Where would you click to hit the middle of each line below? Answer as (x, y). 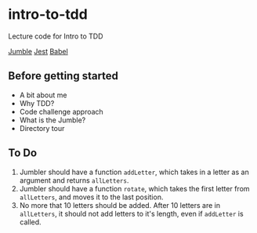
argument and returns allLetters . (74, 180)
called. (30, 222)
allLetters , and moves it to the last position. (91, 197)
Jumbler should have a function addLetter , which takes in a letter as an (134, 172)
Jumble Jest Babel (38, 51)
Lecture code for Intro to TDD (56, 36)
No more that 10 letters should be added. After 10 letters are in (120, 205)
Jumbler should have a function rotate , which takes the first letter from (134, 188)
